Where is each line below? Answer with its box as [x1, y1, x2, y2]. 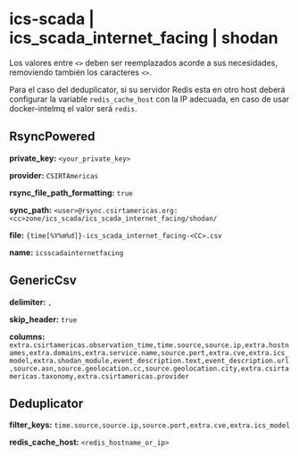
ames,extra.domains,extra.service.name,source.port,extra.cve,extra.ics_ [9, 348, 290, 357]
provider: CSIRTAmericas [9, 170, 99, 180]
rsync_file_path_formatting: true [9, 187, 134, 198]
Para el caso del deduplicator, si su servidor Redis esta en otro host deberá [9, 84, 286, 95]
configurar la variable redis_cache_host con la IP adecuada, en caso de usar [9, 94, 290, 104]
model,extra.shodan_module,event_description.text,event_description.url [9, 356, 290, 365]
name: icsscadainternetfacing [9, 246, 124, 258]
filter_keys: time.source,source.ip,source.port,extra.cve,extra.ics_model [9, 419, 290, 430]
